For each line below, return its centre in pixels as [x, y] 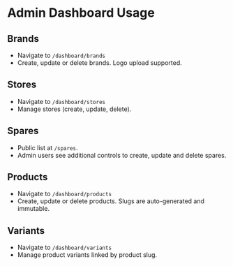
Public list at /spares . [47, 147]
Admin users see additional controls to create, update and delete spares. [122, 155]
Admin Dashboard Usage [81, 13]
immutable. [33, 209]
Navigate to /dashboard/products [65, 194]
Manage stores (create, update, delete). [74, 109]
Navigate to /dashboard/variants [65, 247]
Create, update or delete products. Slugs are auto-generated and [111, 201]
